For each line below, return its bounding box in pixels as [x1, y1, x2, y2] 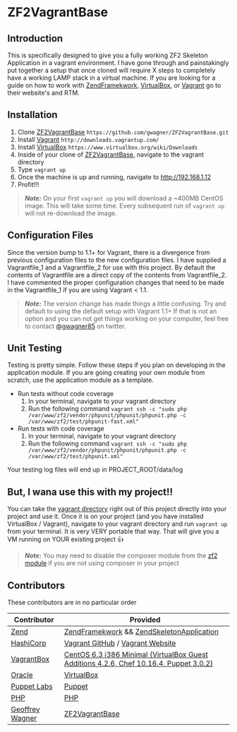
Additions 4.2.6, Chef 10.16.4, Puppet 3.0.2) [63, 659, 214, 668]
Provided [129, 615, 161, 625]
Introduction [7, 32, 63, 44]
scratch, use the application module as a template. [7, 376, 154, 385]
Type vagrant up [17, 165, 66, 174]
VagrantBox [11, 654, 50, 664]
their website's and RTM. [7, 89, 80, 97]
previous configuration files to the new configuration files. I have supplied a [7, 256, 227, 264]
